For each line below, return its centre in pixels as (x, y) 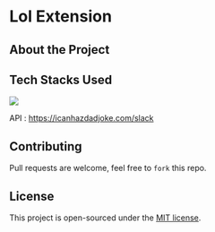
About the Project (60, 50)
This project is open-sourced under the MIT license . (105, 218)
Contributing (46, 146)
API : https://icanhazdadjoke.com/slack (82, 118)
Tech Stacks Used (61, 79)
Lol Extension (60, 17)
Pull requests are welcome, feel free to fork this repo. (108, 168)
